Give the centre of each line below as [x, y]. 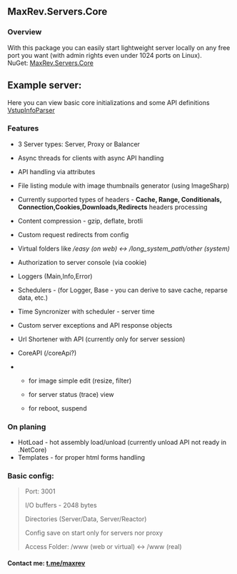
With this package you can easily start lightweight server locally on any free [119, 47]
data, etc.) [33, 297]
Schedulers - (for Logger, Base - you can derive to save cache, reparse [123, 290]
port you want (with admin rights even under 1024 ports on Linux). [105, 55]
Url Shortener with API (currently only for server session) [101, 339]
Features [23, 129]
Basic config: [31, 476]
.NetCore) [32, 450]
